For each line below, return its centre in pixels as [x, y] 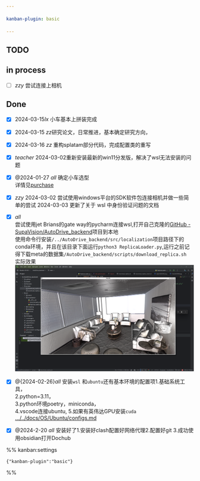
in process [26, 70]
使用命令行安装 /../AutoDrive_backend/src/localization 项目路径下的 [99, 239]
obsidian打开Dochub [46, 438]
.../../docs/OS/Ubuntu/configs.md [56, 418]
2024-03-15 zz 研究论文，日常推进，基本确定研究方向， [83, 132]
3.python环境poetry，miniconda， [57, 404]
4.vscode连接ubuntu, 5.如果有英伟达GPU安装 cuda [76, 411]
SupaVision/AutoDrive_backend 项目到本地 [67, 231]
